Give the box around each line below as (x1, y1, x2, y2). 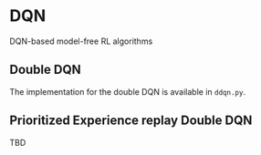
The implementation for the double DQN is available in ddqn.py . (9, 86, 246, 97)
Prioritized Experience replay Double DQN (9, 113, 253, 129)
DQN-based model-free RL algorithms (9, 36, 153, 46)
